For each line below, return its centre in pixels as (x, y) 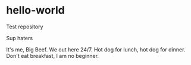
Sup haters (20, 38)
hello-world (36, 10)
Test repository (25, 27)
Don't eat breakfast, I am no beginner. (53, 56)
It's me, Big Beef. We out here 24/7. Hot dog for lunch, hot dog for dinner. (96, 49)
